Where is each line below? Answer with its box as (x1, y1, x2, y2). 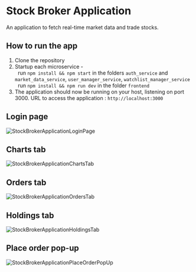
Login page (6, 111, 48, 122)
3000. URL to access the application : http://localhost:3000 (14, 94, 164, 101)
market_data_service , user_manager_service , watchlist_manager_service (14, 75, 190, 82)
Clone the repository (14, 56, 65, 63)
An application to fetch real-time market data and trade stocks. (6, 24, 159, 31)
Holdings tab (6, 210, 54, 220)
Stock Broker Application (6, 4, 132, 18)
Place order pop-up (6, 243, 80, 253)
